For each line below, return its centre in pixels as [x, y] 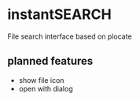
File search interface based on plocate [70, 36]
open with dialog [46, 88]
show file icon [41, 80]
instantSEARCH [59, 15]
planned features [50, 61]
